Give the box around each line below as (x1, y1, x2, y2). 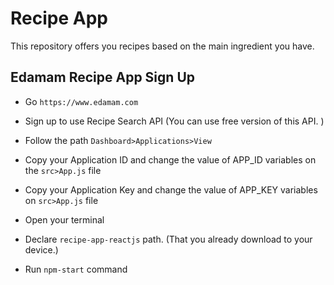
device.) (24, 243, 59, 256)
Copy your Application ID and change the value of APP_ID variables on (24, 153, 317, 166)
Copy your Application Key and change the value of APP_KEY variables (24, 183, 318, 196)
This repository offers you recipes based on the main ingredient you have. (10, 40, 315, 52)
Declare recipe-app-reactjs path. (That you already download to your (24, 233, 313, 245)
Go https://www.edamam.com (24, 95, 139, 107)
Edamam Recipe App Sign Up (10, 69, 195, 86)
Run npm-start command (24, 263, 128, 275)
